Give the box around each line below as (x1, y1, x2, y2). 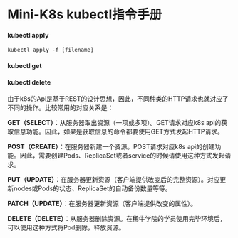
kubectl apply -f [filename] (7, 47, 94, 54)
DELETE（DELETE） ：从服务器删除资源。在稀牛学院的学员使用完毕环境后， (7, 215, 227, 223)
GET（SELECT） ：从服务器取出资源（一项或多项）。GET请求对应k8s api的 (7, 119, 222, 127)
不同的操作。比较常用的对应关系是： (7, 104, 114, 112)
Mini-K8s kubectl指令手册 (7, 6, 162, 23)
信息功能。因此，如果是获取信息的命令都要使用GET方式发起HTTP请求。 (13, 127, 224, 136)
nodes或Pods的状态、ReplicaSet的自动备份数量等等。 (13, 184, 172, 193)
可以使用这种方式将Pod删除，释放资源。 (7, 223, 125, 232)
